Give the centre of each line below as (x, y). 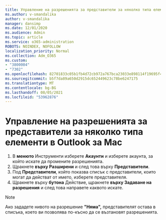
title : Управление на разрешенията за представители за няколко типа (78, 10)
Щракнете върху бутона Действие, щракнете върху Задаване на (82, 182)
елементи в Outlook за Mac (64, 143)
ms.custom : (16, 60)
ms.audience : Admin (25, 33)
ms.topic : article (24, 38)
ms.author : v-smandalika (31, 14)
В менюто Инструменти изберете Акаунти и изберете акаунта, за (83, 156)
